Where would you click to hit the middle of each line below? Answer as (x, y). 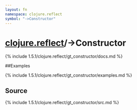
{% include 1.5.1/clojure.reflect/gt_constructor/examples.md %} (68, 75)
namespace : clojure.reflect (34, 14)
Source (16, 91)
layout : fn (16, 10)
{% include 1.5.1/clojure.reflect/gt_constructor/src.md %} (62, 103)
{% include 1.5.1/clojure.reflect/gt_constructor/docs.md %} (64, 56)
